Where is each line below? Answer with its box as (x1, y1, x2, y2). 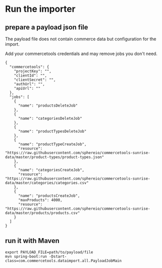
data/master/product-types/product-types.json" (5, 155, 105, 160)
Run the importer (5, 3, 76, 15)
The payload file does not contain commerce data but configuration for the (5, 36, 157, 42)
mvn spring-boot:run (5, 254, 48, 259)
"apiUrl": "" (14, 86, 41, 91)
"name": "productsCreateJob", (18, 193, 80, 198)
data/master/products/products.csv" (5, 211, 80, 215)
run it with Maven (5, 237, 60, 245)
